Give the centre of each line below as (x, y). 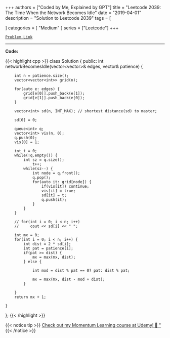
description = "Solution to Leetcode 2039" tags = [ (58, 18)
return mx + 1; (30, 297)
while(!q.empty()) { (36, 155)
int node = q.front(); (56, 173)
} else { (33, 262)
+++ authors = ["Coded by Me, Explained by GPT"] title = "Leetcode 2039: (83, 7)
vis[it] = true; (58, 191)
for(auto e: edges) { (37, 89)
